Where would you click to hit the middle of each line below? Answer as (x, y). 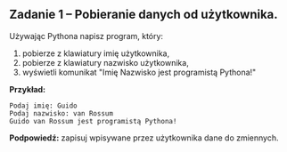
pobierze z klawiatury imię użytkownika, (96, 53)
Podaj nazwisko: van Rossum (61, 113)
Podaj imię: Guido (43, 106)
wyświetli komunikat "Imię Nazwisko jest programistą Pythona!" (139, 72)
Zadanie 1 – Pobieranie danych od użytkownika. (143, 15)
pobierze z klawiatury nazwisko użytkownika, (105, 62)
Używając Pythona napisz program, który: (86, 36)
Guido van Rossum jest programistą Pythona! (93, 121)
